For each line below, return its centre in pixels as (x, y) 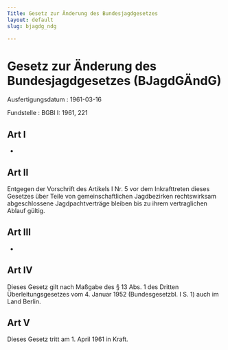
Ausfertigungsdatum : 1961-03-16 (54, 99)
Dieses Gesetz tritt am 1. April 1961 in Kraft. (68, 339)
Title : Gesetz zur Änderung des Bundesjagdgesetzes (82, 13)
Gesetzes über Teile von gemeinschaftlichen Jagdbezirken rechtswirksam (112, 196)
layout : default (30, 20)
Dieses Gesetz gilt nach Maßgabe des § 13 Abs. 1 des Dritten (93, 287)
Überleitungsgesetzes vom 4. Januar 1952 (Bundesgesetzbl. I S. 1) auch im (113, 294)
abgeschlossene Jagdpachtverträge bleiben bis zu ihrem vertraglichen (107, 203)
